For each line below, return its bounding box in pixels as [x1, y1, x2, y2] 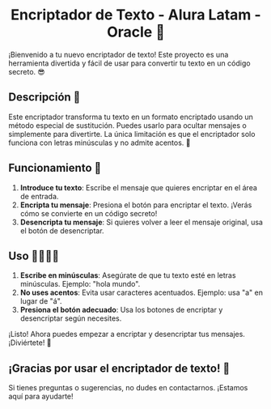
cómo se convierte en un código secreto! [19, 208, 158, 218]
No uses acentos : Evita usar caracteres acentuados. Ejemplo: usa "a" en [19, 288, 263, 297]
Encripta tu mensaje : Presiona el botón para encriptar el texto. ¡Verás [19, 200, 252, 210]
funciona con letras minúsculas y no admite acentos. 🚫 [8, 138, 191, 147]
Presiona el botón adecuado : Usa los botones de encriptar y [19, 305, 223, 315]
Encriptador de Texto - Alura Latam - [11, 6, 261, 24]
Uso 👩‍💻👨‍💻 [8, 249, 60, 262]
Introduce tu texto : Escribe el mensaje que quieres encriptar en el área [19, 182, 257, 192]
